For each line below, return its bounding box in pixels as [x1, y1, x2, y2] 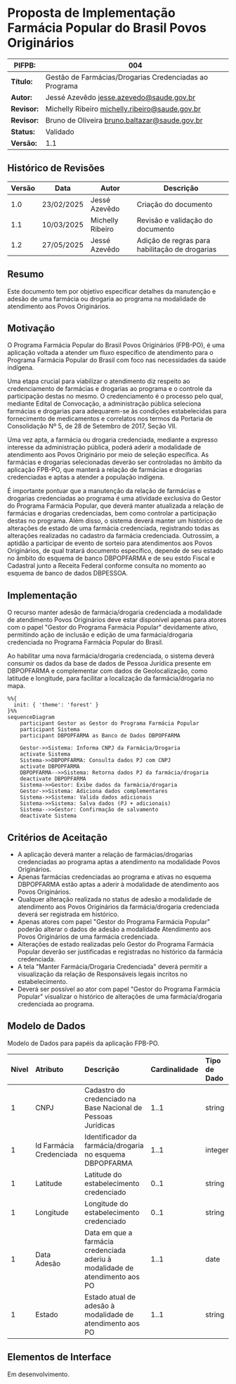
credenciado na [84, 1094, 136, 1104]
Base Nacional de [84, 1102, 143, 1112]
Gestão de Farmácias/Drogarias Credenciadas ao [45, 72, 209, 82]
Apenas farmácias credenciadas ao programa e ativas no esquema [17, 873, 212, 881]
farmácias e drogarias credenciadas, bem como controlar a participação [7, 509, 217, 518]
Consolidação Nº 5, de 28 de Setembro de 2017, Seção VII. [7, 422, 178, 430]
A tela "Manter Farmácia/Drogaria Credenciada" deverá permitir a [17, 963, 208, 971]
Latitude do [84, 1169, 122, 1179]
